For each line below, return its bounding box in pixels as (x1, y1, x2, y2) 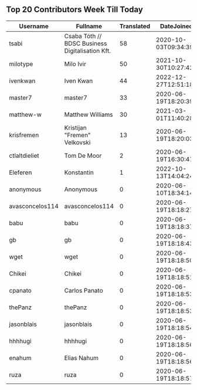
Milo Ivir (64, 60, 87, 68)
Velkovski (64, 138, 91, 146)
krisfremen (9, 131, 39, 139)
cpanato (9, 286, 32, 294)
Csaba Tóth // (64, 32, 102, 40)
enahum (9, 354, 32, 362)
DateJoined (160, 22, 193, 30)
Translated (119, 22, 151, 30)
